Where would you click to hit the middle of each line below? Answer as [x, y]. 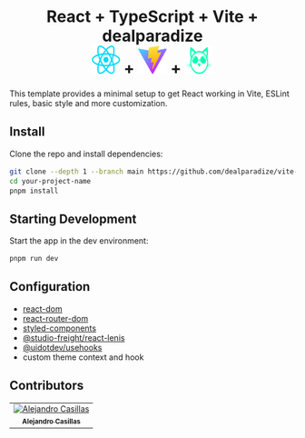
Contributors [47, 386]
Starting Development [73, 219]
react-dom [42, 309]
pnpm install [34, 191]
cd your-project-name [50, 181]
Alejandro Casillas [52, 422]
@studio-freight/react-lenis [74, 337]
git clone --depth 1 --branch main [77, 171]
